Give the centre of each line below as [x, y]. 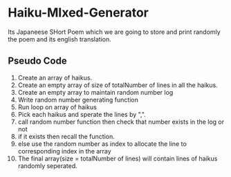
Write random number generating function [78, 100]
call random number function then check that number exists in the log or [121, 122]
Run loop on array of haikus [57, 107]
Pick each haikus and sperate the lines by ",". [82, 114]
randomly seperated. [48, 166]
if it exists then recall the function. [66, 136]
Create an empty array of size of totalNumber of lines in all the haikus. [118, 85]
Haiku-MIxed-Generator [78, 13]
